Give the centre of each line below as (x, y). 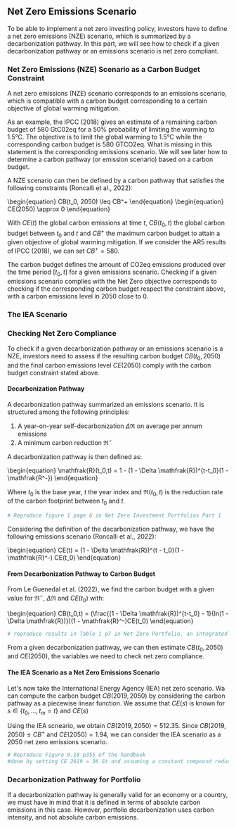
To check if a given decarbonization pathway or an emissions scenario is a (115, 349)
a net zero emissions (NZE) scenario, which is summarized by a (99, 36)
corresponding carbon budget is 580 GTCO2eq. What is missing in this (110, 144)
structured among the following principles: (68, 412)
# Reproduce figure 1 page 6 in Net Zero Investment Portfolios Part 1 (114, 516)
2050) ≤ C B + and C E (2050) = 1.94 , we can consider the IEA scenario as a (114, 734)
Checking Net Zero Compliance (62, 333)
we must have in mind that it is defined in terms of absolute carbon (104, 803)
